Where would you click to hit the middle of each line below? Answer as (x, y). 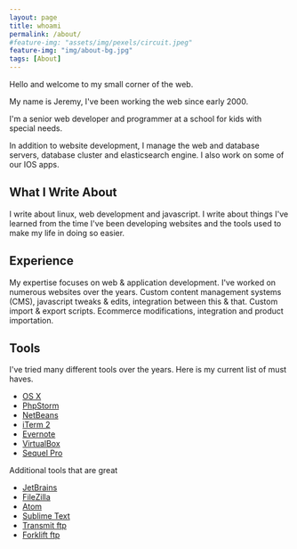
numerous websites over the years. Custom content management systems (145, 291)
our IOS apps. (34, 164)
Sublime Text (46, 516)
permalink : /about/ (45, 34)
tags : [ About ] (36, 59)
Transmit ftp (44, 526)
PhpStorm (40, 406)
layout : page (33, 17)
